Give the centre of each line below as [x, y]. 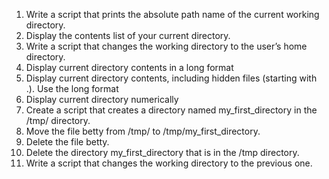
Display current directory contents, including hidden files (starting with [171, 78]
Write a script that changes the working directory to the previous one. [169, 163]
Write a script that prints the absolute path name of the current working [172, 14]
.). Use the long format [72, 88]
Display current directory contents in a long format [129, 67]
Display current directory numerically [102, 99]
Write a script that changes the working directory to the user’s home [166, 46]
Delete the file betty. [67, 142]
